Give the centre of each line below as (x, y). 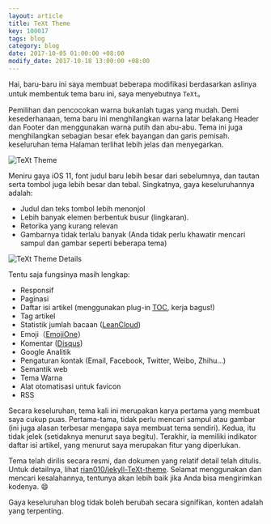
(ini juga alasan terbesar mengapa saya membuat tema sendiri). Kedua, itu (132, 428)
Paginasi (34, 298)
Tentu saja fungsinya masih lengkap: (70, 274)
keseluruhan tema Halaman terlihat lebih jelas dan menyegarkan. (116, 144)
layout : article (36, 16)
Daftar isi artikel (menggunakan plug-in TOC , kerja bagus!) (118, 307)
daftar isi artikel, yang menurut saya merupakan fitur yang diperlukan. (125, 445)
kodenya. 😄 (28, 486)
